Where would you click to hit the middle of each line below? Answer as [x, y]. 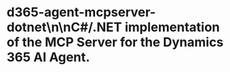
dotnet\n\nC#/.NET [64, 27]
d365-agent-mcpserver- [81, 12]
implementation [172, 27]
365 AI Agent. [48, 58]
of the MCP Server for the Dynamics [115, 42]
